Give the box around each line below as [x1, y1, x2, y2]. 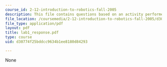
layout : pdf [5, 26, 30, 31]
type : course [5, 35, 32, 40]
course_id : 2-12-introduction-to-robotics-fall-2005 [5, 7, 117, 12]
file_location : [5, 16, 37, 21]
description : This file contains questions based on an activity [5, 12, 143, 17]
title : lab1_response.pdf [5, 30, 59, 35]
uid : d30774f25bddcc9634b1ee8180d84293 [5, 39, 88, 44]
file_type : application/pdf [5, 21, 64, 26]
